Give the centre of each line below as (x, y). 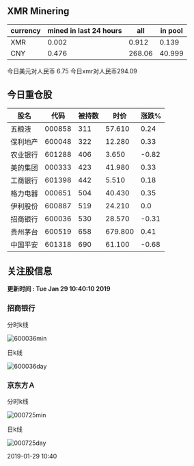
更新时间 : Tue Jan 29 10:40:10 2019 (59, 289)
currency (26, 30)
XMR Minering (38, 11)
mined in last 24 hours (85, 30)
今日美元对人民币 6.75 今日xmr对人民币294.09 (72, 71)
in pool (171, 30)
